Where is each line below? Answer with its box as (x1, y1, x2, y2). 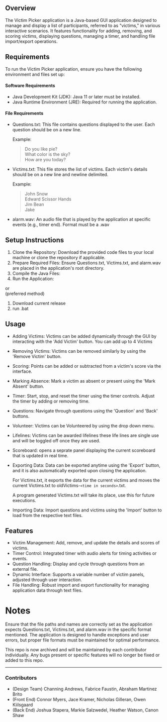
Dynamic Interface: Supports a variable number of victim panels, (12, 572, 145, 578)
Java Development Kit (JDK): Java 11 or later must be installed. (12, 94, 141, 100)
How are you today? (24, 157, 66, 163)
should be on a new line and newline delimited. (12, 172, 108, 178)
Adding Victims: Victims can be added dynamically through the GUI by (12, 333, 157, 339)
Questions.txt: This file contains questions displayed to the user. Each (12, 121, 155, 127)
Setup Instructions (5, 236, 64, 244)
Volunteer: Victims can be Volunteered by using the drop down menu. (12, 422, 155, 428)
